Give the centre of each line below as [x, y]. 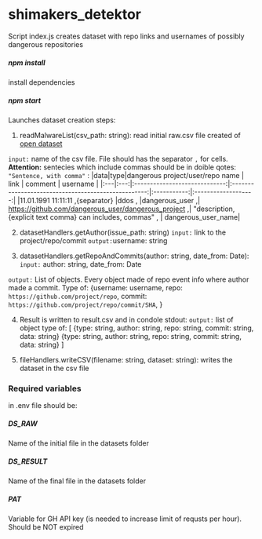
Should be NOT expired [46, 527]
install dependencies [42, 82]
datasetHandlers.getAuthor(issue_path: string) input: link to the [123, 232]
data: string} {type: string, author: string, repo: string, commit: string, [130, 336]
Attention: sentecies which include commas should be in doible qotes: [122, 167]
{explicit [21, 217]
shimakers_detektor [75, 15]
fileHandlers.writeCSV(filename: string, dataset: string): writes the [126, 359]
